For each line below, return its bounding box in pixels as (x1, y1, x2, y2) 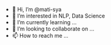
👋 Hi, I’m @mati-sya (12, 6, 62, 13)
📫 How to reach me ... (12, 32, 69, 39)
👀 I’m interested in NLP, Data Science (12, 12, 106, 19)
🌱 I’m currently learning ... (12, 19, 77, 26)
